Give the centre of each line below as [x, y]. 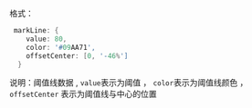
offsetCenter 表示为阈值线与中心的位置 [83, 94]
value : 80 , [47, 39]
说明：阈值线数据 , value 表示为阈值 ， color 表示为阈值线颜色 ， [129, 83]
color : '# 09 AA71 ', [61, 47]
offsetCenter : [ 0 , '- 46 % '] [77, 56]
